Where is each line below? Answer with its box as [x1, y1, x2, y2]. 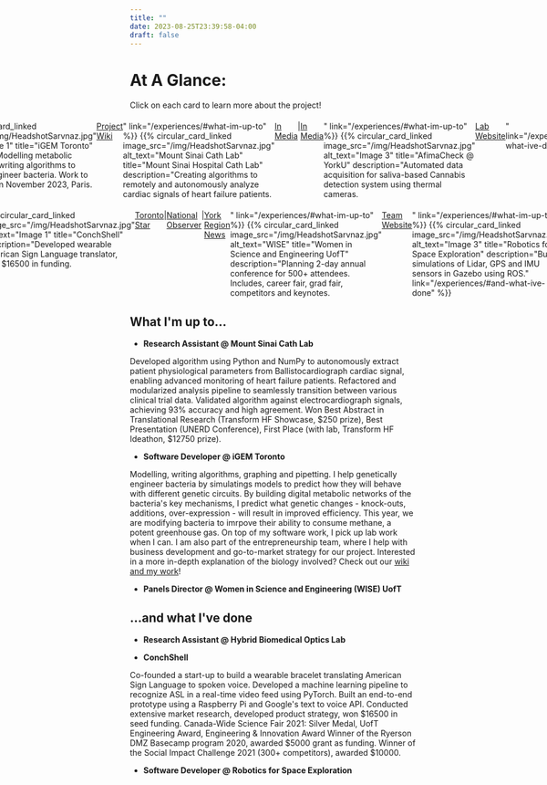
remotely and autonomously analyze [122, 179, 260, 190]
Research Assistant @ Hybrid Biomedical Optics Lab [142, 633, 346, 644]
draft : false [129, 30, 180, 39]
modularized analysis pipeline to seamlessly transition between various [129, 385, 397, 396]
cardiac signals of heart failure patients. [122, 189, 273, 200]
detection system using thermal [323, 179, 442, 190]
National [166, 210, 198, 221]
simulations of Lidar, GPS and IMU [411, 258, 541, 269]
